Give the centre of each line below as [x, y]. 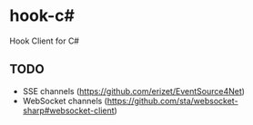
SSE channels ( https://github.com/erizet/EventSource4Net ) [134, 91]
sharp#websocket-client [69, 111]
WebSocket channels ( [65, 101]
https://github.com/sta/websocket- [172, 101]
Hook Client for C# [45, 41]
